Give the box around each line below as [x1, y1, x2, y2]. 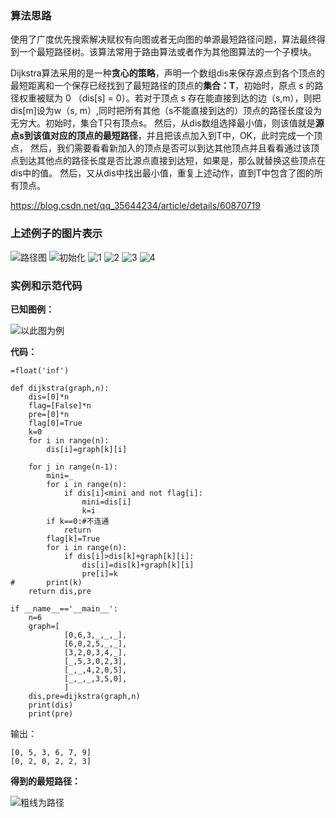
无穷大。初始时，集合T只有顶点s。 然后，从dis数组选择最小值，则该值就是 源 [10, 117, 325, 129]
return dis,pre [28, 586, 92, 596]
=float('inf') [10, 365, 70, 376]
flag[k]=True [46, 533, 101, 544]
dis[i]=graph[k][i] [46, 444, 128, 454]
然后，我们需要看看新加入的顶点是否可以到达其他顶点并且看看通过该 [29, 142, 311, 154]
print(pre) [28, 708, 74, 719]
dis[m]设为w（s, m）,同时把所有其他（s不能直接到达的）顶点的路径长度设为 [10, 105, 323, 117]
